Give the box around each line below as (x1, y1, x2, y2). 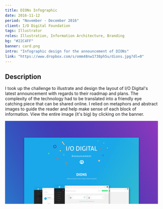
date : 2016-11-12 (5, 13, 40, 18)
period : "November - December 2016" (5, 18, 79, 23)
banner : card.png (5, 44, 40, 49)
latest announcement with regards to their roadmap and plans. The (5, 90, 139, 97)
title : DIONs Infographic (5, 8, 57, 13)
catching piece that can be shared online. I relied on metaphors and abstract (5, 101, 158, 107)
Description (5, 72, 41, 81)
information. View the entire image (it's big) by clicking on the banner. (5, 111, 145, 117)
